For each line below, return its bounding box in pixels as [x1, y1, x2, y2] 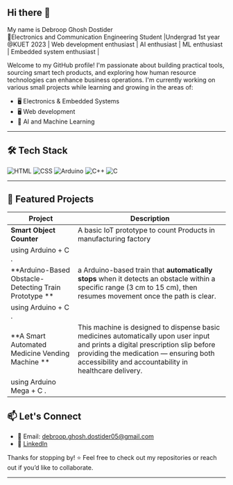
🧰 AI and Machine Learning [17, 117, 95, 126]
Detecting [10, 282, 43, 292]
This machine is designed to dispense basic [77, 323, 221, 332]
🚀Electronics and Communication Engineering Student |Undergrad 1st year [7, 33, 221, 41]
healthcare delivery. [77, 366, 143, 375]
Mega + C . [10, 386, 46, 395]
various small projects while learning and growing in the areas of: [7, 83, 193, 91]
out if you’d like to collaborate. [7, 463, 94, 472]
